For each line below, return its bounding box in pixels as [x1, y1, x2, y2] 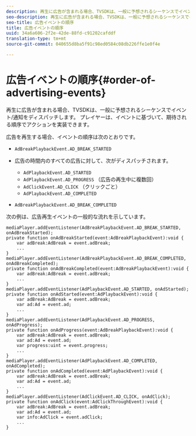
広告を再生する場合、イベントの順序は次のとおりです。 [6, 133, 139, 140]
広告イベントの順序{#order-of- [6, 74, 156, 87]
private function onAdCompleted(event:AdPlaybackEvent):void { [6, 368, 163, 374]
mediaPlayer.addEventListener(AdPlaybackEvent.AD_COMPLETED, [6, 358, 158, 363]
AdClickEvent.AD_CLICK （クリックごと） [23, 183, 121, 190]
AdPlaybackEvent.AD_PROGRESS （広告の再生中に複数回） [23, 176, 157, 183]
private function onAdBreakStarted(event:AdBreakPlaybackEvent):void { [6, 235, 184, 241]
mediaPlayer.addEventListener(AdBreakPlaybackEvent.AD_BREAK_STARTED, [6, 225, 181, 231]
